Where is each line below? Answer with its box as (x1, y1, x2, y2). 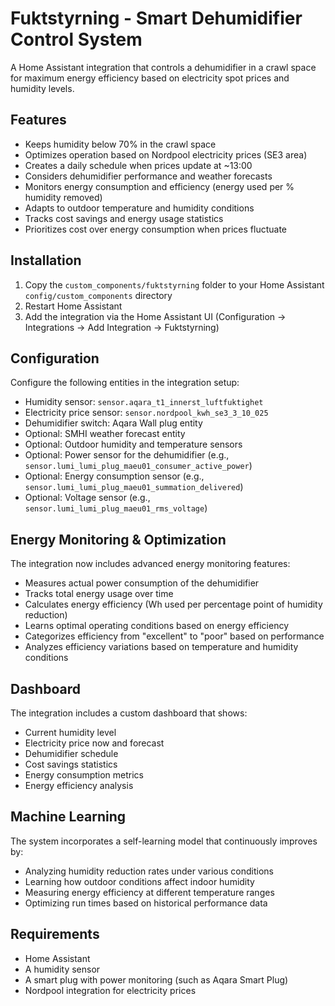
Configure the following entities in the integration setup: (10, 377, 240, 389)
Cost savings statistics (24, 758, 118, 770)
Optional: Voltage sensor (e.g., (24, 492, 151, 504)
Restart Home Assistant (24, 300, 123, 312)
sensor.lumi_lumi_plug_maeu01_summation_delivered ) (24, 481, 244, 493)
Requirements (10, 926, 100, 943)
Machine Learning (10, 808, 127, 826)
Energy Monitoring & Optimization (10, 531, 227, 548)
